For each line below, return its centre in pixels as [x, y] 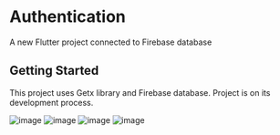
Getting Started [54, 71]
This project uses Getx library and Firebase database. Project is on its [140, 92]
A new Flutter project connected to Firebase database [111, 42]
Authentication [67, 17]
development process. [52, 102]
